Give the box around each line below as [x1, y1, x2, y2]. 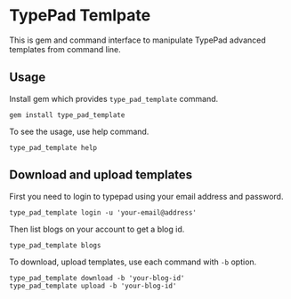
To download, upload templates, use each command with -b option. [9, 256, 257, 267]
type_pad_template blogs [9, 240, 101, 249]
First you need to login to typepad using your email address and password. [9, 191, 284, 201]
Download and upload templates [9, 168, 193, 183]
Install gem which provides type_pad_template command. [9, 93, 219, 104]
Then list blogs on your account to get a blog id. [9, 224, 185, 234]
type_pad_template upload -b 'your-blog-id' [9, 281, 177, 290]
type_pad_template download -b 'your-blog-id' [9, 273, 185, 282]
